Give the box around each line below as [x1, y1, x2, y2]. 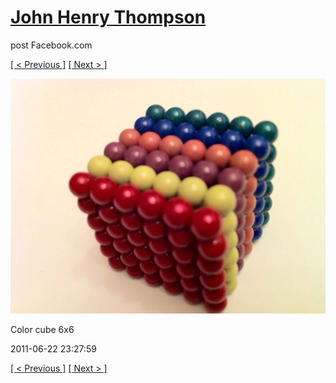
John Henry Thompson [10, 6, 207, 29]
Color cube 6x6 [10, 324, 75, 336]
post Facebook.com [10, 39, 93, 51]
